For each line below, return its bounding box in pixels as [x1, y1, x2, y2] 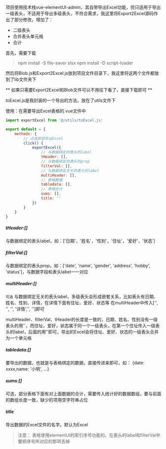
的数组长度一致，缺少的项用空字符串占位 [5, 397, 88, 403]
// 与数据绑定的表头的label [41, 150, 92, 155]
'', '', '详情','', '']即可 [5, 306, 45, 312]
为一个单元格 [5, 335, 32, 341]
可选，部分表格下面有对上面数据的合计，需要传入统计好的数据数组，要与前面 [5, 391, 162, 397]
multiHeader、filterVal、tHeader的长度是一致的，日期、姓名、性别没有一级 [5, 316, 158, 323]
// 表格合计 [41, 187, 63, 192]
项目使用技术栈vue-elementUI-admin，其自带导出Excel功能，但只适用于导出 [5, 4, 161, 10]
